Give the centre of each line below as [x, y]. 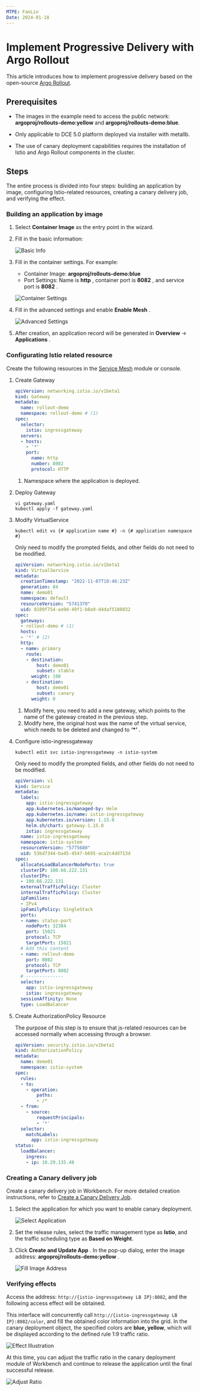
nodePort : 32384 [46, 926]
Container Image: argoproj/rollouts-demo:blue [82, 274]
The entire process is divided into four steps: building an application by [94, 186]
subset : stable [56, 671]
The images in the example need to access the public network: [92, 116]
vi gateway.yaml [35, 503]
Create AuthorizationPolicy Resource [60, 1016]
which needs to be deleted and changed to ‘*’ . [82, 729]
